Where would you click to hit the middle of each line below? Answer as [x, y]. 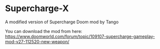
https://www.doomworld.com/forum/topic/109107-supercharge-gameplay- [80, 36]
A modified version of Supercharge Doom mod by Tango [62, 22]
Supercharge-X [37, 8]
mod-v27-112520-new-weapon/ [37, 41]
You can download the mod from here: [44, 31]
